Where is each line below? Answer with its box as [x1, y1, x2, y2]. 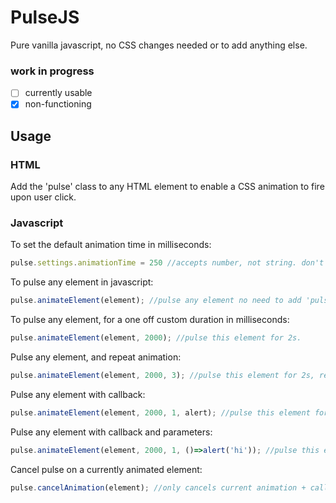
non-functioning [24, 98, 92, 110]
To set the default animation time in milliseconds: [10, 239, 212, 251]
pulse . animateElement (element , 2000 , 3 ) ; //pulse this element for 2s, [10, 370, 315, 380]
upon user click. [10, 191, 77, 203]
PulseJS [10, 6, 80, 29]
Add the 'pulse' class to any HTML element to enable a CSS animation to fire [10, 181, 325, 193]
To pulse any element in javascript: [10, 276, 154, 288]
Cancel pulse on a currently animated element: [10, 463, 203, 475]
